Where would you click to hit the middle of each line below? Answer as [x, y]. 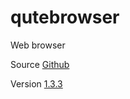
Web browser [38, 45]
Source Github [40, 64]
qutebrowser [65, 17]
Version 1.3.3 [36, 83]
